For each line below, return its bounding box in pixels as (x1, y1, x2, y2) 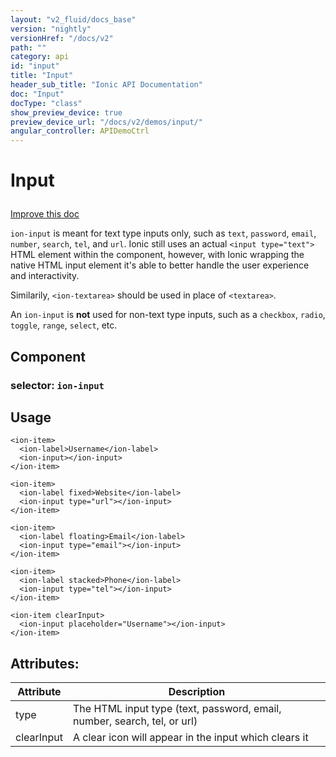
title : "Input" (10, 71, 74, 81)
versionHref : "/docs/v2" (10, 33, 114, 43)
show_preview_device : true (10, 107, 123, 118)
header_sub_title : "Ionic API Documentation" (10, 80, 203, 90)
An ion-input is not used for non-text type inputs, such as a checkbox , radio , (10, 309, 326, 321)
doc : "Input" (10, 89, 65, 99)
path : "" (10, 42, 47, 53)
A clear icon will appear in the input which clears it (73, 731, 309, 745)
